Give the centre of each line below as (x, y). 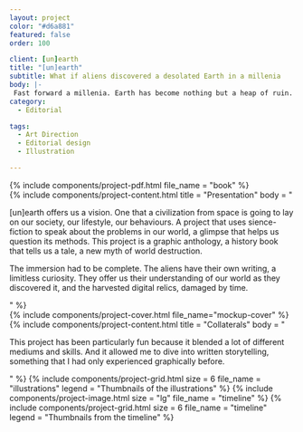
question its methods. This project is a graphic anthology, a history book (144, 241)
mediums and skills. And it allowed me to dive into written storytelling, (139, 351)
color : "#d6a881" (42, 26)
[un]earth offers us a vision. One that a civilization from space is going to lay (151, 212)
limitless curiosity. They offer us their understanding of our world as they (145, 278)
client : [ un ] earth (44, 60)
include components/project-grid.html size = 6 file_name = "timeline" (138, 408)
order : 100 (30, 43)
